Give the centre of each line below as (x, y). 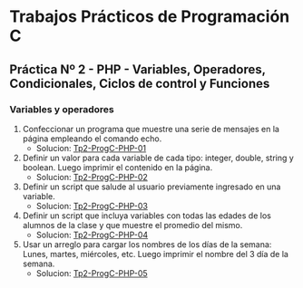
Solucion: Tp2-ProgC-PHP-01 (91, 148)
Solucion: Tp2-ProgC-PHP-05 (92, 273)
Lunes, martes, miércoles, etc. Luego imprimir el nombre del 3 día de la (155, 254)
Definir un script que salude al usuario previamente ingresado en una (151, 187)
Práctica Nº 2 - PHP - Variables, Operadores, (137, 69)
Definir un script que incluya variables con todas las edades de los (147, 216)
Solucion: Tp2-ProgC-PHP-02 (92, 177)
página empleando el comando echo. (92, 139)
